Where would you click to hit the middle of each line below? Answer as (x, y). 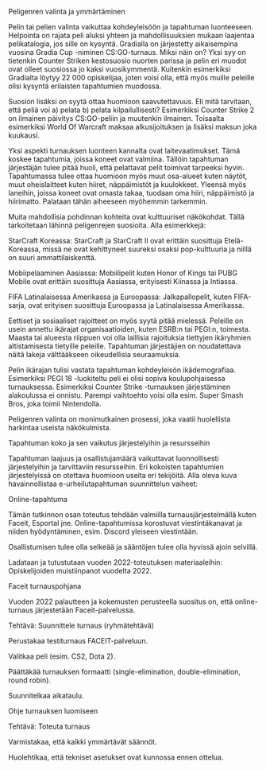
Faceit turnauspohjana (45, 586)
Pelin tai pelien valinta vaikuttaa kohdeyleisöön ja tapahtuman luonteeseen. (131, 27)
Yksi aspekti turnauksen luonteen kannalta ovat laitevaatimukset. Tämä (124, 151)
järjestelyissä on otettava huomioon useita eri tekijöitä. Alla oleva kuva (123, 475)
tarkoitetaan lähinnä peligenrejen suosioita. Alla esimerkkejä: (107, 225)
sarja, (17, 305)
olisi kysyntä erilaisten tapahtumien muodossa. (85, 86)
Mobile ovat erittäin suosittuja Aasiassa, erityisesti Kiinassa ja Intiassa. (123, 281)
